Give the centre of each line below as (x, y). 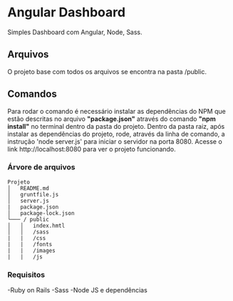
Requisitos (26, 275)
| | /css (27, 238)
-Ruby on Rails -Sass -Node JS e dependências (77, 290)
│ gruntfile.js (33, 194)
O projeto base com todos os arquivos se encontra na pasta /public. (107, 71)
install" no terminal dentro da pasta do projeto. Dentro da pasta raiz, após (116, 126)
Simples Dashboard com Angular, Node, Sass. (75, 32)
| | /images (31, 250)
